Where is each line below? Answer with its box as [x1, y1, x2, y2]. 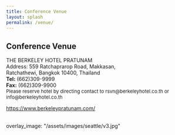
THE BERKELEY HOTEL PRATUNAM [6, 57, 93, 64]
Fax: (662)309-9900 [6, 82, 57, 89]
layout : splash [6, 14, 43, 20]
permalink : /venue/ [6, 19, 54, 25]
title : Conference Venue [6, 8, 67, 15]
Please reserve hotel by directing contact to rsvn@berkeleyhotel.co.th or [6, 88, 169, 95]
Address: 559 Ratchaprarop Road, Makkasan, [6, 63, 116, 70]
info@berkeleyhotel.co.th [6, 94, 63, 100]
